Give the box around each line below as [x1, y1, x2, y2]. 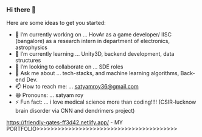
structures [15, 57, 41, 64]
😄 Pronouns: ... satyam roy [15, 92, 84, 99]
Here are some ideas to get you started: [6, 19, 106, 27]
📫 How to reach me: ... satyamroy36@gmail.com [15, 83, 139, 90]
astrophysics [15, 44, 47, 51]
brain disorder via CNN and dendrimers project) [15, 107, 135, 115]
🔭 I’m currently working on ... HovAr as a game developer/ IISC [15, 31, 172, 38]
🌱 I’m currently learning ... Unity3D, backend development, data [15, 50, 175, 58]
